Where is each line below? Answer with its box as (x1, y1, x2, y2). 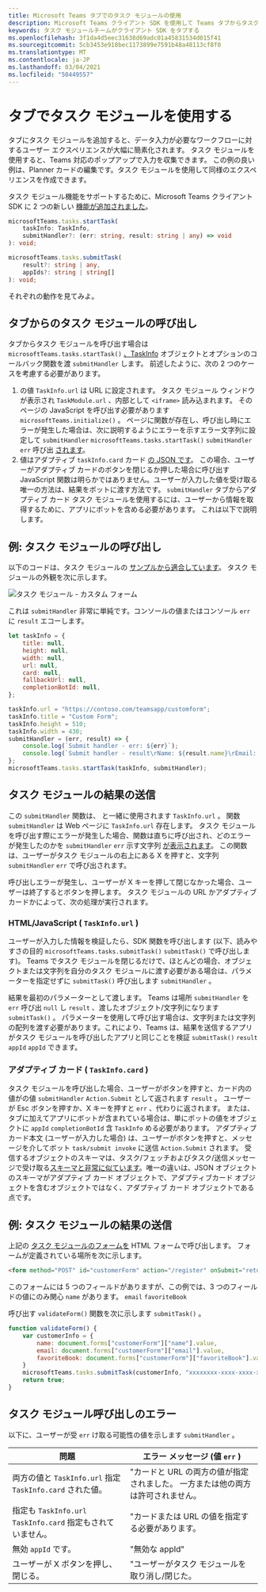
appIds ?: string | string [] (22, 268, 115, 276)
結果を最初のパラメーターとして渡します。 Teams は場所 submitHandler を (8, 993, 249, 1003)
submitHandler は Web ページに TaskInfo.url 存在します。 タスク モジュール (8, 820, 256, 830)
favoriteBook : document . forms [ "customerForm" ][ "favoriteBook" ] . (36, 1354, 253, 1362)
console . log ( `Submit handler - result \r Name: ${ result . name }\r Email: (22, 750, 257, 758)
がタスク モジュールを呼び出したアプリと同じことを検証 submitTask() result (8, 1033, 258, 1042)
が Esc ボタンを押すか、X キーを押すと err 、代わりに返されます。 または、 (8, 1103, 255, 1113)
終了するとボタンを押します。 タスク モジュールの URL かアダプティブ (28, 887, 257, 896)
